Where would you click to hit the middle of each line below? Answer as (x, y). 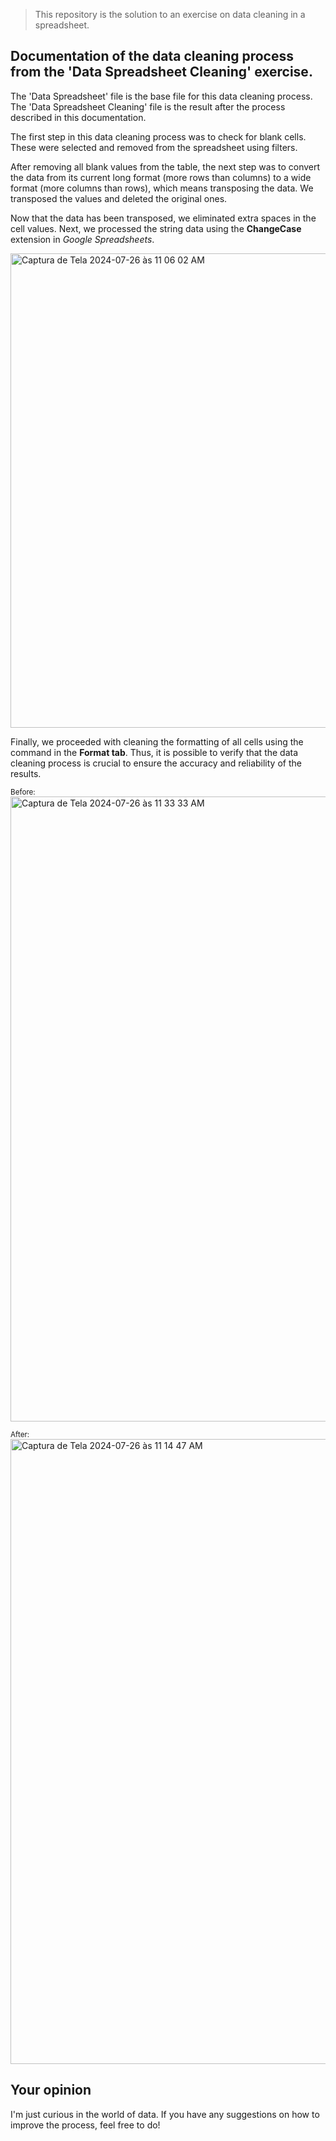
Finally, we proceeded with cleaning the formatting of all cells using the (157, 741)
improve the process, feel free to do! (85, 2125)
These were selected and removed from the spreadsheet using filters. (154, 147)
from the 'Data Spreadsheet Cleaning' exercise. (161, 72)
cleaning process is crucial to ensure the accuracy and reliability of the (156, 763)
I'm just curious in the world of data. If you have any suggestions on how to (165, 2114)
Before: (23, 792)
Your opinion (51, 2090)
